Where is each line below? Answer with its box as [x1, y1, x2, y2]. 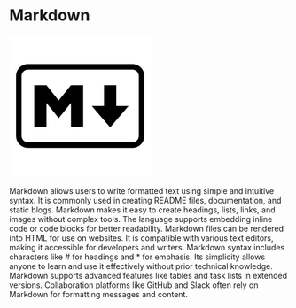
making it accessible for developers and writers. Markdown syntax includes [9, 242, 285, 252]
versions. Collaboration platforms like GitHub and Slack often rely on [9, 280, 259, 290]
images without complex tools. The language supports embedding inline [9, 213, 273, 224]
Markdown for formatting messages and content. [9, 289, 189, 299]
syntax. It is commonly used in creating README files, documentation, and [9, 195, 282, 205]
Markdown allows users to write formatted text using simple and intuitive [9, 185, 275, 196]
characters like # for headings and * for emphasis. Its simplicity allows [9, 251, 266, 262]
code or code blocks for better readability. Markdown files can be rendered [9, 223, 284, 234]
